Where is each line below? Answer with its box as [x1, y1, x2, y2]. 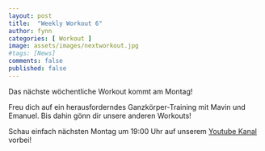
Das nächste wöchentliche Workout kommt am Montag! [8, 86, 193, 96]
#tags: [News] [8, 49, 57, 57]
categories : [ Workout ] [8, 34, 92, 43]
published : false [8, 65, 67, 73]
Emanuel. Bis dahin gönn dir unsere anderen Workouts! [8, 111, 191, 120]
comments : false [8, 57, 63, 65]
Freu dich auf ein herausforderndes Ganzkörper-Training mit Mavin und [8, 102, 246, 111]
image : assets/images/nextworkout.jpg [8, 42, 139, 50]
